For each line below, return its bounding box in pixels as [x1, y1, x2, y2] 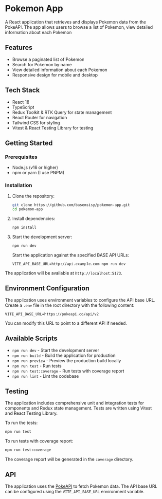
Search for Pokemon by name [12, 61, 72, 67]
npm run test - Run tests [12, 363, 62, 369]
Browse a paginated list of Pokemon [12, 56, 85, 62]
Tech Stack [5, 86, 40, 94]
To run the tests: [5, 420, 38, 426]
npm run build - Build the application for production [12, 352, 116, 358]
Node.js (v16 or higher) [12, 165, 58, 170]
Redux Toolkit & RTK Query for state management [12, 109, 112, 115]
